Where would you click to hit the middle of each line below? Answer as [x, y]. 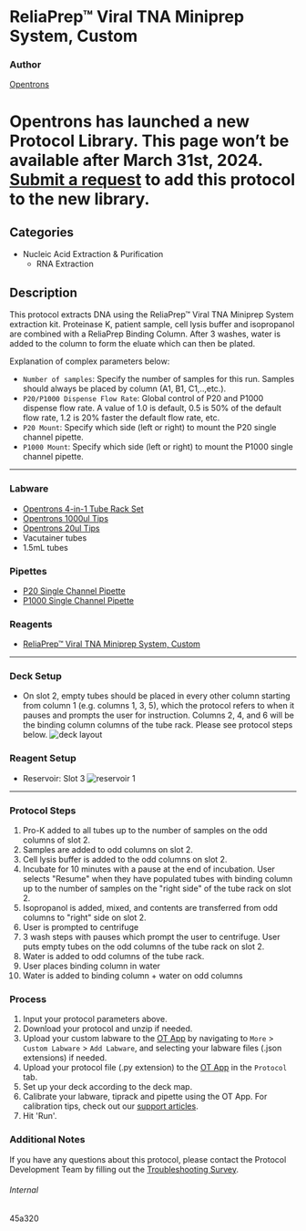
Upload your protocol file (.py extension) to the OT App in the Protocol [155, 1068]
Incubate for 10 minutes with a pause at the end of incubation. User [149, 869]
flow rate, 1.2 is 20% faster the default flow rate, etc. [121, 418]
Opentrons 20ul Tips [61, 528]
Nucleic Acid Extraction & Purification [93, 254]
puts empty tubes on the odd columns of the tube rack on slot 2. [143, 947]
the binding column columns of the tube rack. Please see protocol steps [158, 725]
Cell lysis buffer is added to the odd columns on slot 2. [125, 860]
